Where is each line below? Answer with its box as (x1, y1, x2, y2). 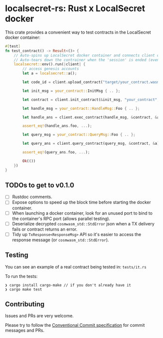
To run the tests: (5, 273, 38, 279)
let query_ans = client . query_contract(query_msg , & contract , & (22, 141, 155, 146)
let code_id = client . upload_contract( (22, 80, 103, 85)
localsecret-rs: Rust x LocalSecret (5, 3, 146, 14)
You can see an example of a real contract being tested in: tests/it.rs (5, 264, 147, 270)
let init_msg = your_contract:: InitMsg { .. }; (22, 88, 120, 93)
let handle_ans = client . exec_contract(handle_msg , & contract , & (22, 115, 158, 119)
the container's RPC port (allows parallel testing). (12, 216, 111, 221)
